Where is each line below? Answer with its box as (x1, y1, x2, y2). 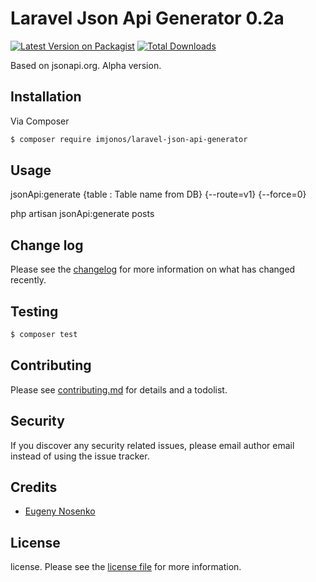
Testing (10, 303, 59, 320)
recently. (10, 274, 47, 286)
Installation (10, 88, 82, 106)
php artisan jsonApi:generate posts (10, 208, 155, 220)
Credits (10, 478, 58, 496)
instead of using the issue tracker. (10, 450, 150, 462)
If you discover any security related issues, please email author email (10, 439, 295, 451)
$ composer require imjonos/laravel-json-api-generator (10, 134, 248, 144)
